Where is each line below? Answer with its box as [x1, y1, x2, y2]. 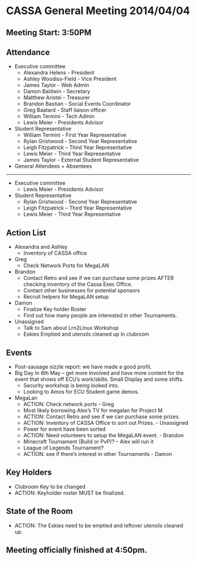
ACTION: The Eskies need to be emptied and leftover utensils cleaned [14, 522, 184, 529]
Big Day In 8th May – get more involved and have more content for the [14, 370, 184, 377]
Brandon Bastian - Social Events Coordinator [23, 100, 131, 107]
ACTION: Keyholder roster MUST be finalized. [14, 489, 125, 496]
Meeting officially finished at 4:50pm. [6, 545, 148, 555]
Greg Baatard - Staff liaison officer [23, 107, 107, 114]
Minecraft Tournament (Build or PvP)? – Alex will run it [23, 438, 154, 445]
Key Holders [6, 468, 52, 478]
